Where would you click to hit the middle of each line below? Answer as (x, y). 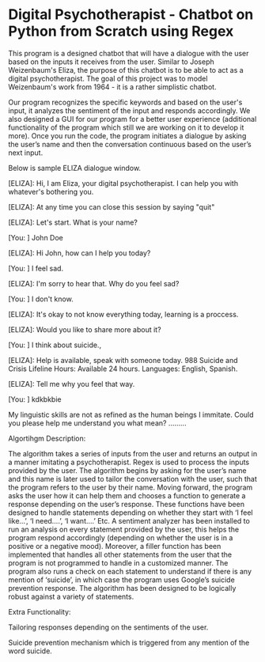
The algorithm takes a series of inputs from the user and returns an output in (133, 453)
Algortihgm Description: (47, 438)
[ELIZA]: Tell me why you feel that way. (72, 384)
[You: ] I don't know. (41, 299)
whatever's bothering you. (51, 191)
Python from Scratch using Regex (121, 31)
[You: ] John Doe (36, 237)
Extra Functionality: (40, 611)
